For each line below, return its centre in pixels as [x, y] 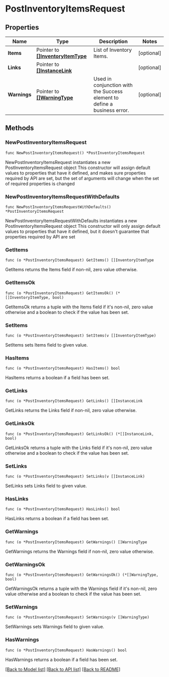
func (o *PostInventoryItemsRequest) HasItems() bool [63, 368]
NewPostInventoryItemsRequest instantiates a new [58, 162]
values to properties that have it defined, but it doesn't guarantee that [77, 231]
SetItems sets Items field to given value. [47, 345]
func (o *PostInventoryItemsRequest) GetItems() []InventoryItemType [80, 260]
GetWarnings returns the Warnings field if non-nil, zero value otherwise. [80, 551]
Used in [102, 79]
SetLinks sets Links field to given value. [46, 486]
